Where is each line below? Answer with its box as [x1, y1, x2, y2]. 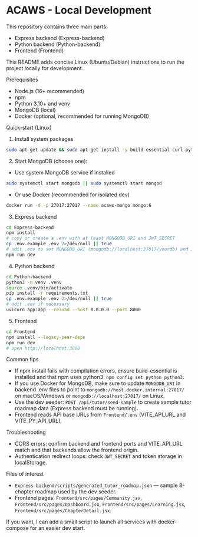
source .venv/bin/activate [6, 285, 72, 291]
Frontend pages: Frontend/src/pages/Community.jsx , [14, 495, 143, 502]
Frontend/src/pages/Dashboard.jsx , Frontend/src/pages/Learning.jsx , [14, 500, 186, 508]
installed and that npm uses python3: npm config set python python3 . [14, 374, 184, 381]
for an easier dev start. [30, 525, 85, 532]
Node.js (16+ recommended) [14, 87, 84, 94]
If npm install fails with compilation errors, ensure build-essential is [14, 367, 177, 374]
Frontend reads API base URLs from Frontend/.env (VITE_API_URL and [14, 411, 186, 419]
